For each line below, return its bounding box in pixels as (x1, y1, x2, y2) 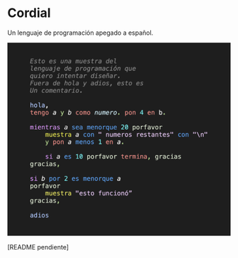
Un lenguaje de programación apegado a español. (7, 28, 154, 37)
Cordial (7, 5, 51, 21)
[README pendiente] (7, 242, 69, 251)
